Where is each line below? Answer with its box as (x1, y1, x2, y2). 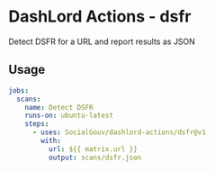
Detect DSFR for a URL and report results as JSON (8, 36, 195, 47)
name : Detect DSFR (24, 103, 94, 112)
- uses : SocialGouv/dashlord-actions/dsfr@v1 (31, 128, 206, 137)
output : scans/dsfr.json (48, 153, 142, 162)
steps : (24, 120, 49, 129)
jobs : (8, 85, 29, 95)
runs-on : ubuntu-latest (24, 111, 114, 121)
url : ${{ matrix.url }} (48, 144, 139, 154)
